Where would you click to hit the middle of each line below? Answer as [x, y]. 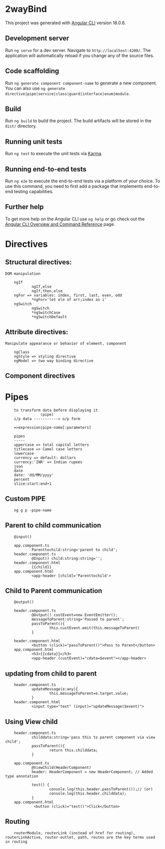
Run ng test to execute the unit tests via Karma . [54, 154]
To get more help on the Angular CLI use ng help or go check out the [75, 219]
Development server [37, 38]
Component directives [40, 376]
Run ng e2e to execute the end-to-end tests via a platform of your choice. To [83, 181]
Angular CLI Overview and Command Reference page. [60, 224]
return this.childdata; [73, 750]
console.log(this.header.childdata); [88, 794]
